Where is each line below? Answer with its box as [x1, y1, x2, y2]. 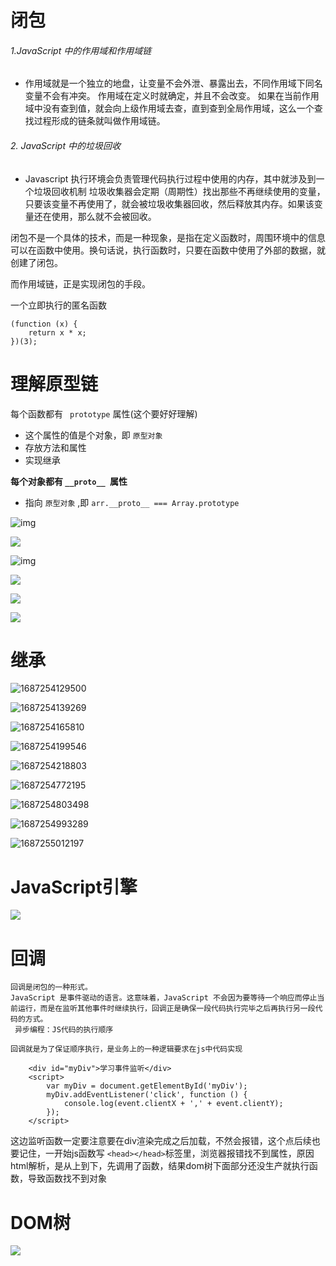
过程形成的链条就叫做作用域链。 [33, 115, 166, 127]
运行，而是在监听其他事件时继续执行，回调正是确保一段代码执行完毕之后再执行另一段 [17, 1004, 316, 1014]
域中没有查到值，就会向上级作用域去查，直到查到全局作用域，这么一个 [24, 102, 315, 115]
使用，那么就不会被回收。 [51, 210, 157, 222]
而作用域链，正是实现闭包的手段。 [10, 277, 151, 290]
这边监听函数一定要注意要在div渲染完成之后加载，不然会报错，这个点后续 [10, 1135, 312, 1147]
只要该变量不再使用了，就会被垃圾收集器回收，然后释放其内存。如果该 [24, 197, 315, 210]
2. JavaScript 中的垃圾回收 [10, 139, 121, 151]
